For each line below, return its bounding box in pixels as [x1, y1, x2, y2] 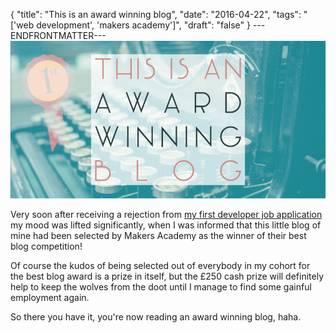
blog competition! [10, 240, 83, 252]
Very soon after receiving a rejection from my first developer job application [10, 209, 323, 220]
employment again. [10, 292, 90, 303]
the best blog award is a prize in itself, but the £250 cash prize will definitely [10, 270, 325, 282]
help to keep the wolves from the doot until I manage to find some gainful [10, 281, 312, 293]
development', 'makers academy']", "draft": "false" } [36, 19, 251, 31]
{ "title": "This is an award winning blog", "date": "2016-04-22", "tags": [10, 9, 302, 20]
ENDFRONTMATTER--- [10, 30, 107, 41]
